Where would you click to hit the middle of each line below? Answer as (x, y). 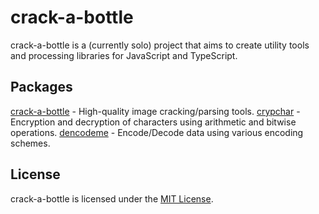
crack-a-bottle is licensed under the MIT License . (112, 198)
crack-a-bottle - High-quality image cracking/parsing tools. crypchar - (155, 111)
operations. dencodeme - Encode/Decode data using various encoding (157, 132)
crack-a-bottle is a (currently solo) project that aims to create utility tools (160, 45)
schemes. (30, 143)
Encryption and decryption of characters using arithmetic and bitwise (153, 122)
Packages (41, 87)
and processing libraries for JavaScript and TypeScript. (124, 55)
